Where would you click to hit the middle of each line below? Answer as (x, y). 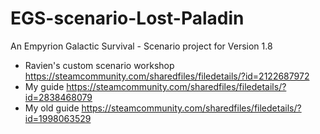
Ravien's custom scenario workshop (99, 65)
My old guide (52, 108)
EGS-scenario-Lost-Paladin (127, 18)
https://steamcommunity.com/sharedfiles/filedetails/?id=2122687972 (167, 76)
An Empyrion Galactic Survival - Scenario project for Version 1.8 (141, 46)
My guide (44, 86)
